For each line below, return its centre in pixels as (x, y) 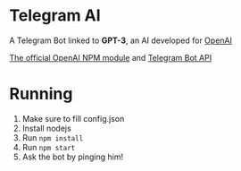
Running (41, 94)
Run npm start (49, 147)
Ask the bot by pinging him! (72, 157)
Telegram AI (55, 16)
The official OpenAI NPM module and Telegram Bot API (111, 57)
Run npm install (53, 137)
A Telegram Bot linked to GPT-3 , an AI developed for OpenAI (120, 40)
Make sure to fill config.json (73, 118)
